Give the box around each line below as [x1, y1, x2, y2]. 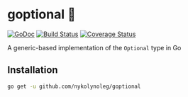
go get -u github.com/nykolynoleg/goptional [7, 83, 141, 90]
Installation [7, 64, 58, 76]
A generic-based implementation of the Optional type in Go [7, 43, 182, 52]
